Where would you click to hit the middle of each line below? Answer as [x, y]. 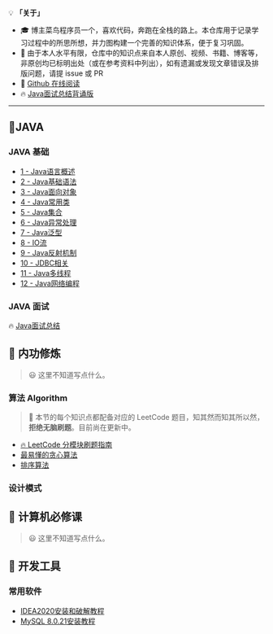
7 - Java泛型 [41, 232]
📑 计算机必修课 [45, 517]
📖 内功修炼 [35, 354]
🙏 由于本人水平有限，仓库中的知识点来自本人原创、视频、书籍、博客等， [141, 53]
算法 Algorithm [38, 398]
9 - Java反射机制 [48, 252]
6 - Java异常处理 [48, 222]
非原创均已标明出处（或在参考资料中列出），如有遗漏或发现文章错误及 [136, 63]
